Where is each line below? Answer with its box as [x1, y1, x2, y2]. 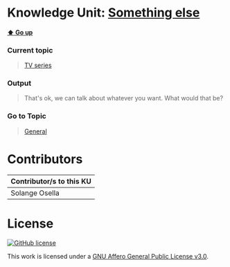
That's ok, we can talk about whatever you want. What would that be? [24, 94, 224, 102]
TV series [24, 61, 52, 70]
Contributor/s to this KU [10, 176, 91, 186]
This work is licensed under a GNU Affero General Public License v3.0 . [7, 252, 209, 260]
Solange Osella [10, 188, 60, 198]
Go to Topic [7, 111, 46, 121]
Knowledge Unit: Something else [7, 5, 200, 21]
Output [7, 78, 32, 88]
